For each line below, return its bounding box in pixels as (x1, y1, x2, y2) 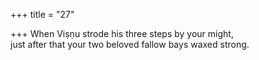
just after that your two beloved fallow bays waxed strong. (10, 39, 250, 50)
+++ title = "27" (10, 9, 75, 20)
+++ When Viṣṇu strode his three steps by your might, (10, 28, 234, 39)
